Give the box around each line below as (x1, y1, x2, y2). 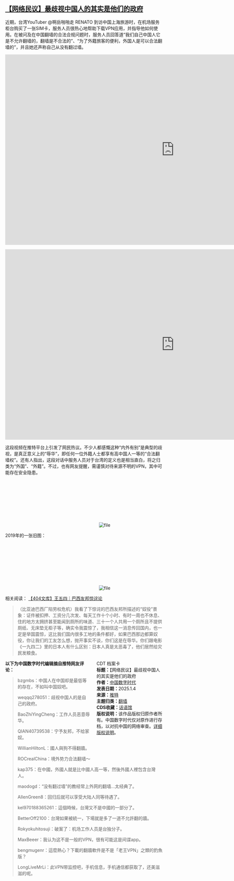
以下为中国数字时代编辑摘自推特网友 (5, 660, 80, 667)
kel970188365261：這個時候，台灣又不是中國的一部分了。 (17, 804, 137, 810)
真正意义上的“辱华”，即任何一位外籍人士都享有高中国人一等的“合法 (18, 451, 156, 457)
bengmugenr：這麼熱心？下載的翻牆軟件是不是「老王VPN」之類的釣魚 (17, 847, 163, 853)
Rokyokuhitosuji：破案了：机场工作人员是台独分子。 (17, 826, 125, 832)
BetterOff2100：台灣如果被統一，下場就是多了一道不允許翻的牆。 (17, 815, 151, 821)
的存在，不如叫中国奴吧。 (17, 684, 70, 690)
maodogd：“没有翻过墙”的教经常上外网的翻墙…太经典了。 (17, 783, 137, 789)
